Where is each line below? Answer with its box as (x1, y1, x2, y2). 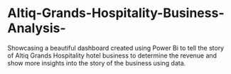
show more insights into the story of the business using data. (7, 58, 186, 67)
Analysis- (7, 20, 66, 36)
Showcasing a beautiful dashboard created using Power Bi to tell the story (7, 43, 225, 52)
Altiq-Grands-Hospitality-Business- (7, 5, 225, 21)
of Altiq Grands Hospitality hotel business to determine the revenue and (7, 51, 217, 60)
